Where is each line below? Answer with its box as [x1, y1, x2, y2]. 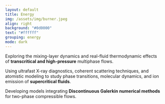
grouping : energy [5, 35, 41, 40]
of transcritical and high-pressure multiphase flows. [5, 58, 114, 64]
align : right [5, 21, 32, 26]
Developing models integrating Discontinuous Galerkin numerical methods [5, 88, 160, 94]
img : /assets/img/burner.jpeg [5, 16, 68, 21]
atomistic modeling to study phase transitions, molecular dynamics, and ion [5, 73, 160, 79]
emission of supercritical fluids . [5, 78, 71, 84]
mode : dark [5, 40, 28, 45]
